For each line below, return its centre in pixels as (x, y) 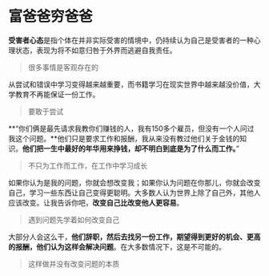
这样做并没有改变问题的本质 (74, 264)
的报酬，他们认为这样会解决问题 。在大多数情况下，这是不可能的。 (117, 246)
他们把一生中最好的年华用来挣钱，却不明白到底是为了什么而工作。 (129, 148)
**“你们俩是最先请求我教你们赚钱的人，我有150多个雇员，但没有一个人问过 (131, 128)
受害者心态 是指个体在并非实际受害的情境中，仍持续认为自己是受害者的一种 (131, 40)
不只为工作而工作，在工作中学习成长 (88, 165)
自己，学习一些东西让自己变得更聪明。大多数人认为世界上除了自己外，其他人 (134, 193)
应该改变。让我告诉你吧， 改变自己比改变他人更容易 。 (96, 202)
